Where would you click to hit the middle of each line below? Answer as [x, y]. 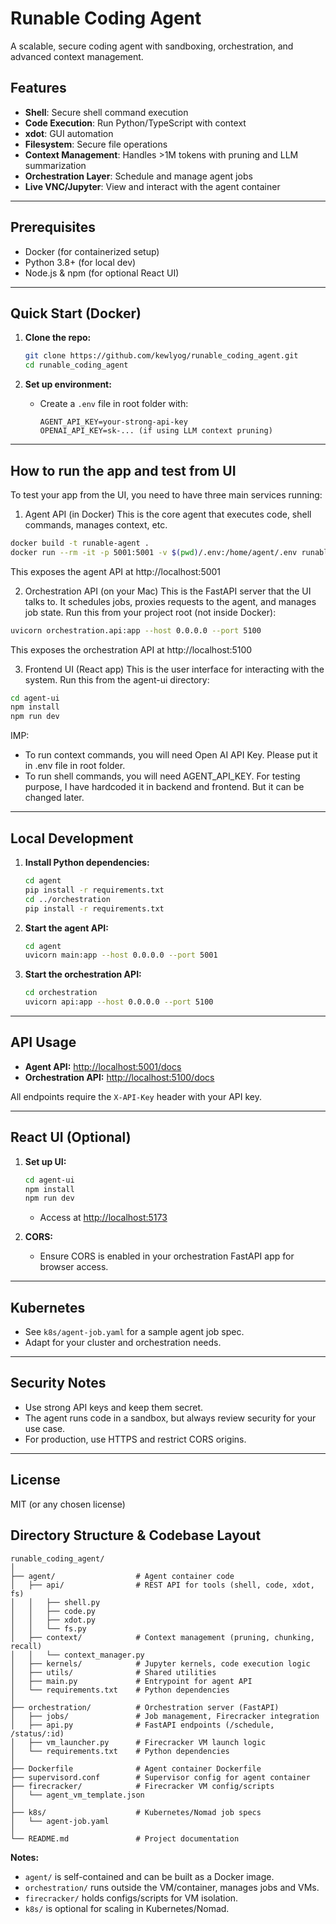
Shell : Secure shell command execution [106, 112]
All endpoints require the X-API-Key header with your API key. [136, 1096]
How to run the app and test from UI [123, 470]
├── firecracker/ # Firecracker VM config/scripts [142, 1786]
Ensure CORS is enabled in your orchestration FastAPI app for [167, 1256]
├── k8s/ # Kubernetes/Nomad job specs [136, 1812]
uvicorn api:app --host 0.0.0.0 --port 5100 [119, 1002]
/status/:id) [37, 1733]
